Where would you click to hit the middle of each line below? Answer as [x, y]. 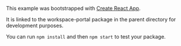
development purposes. [35, 26]
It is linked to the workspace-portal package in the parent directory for [91, 19]
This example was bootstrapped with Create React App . [74, 8]
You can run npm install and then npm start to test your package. [86, 37]
